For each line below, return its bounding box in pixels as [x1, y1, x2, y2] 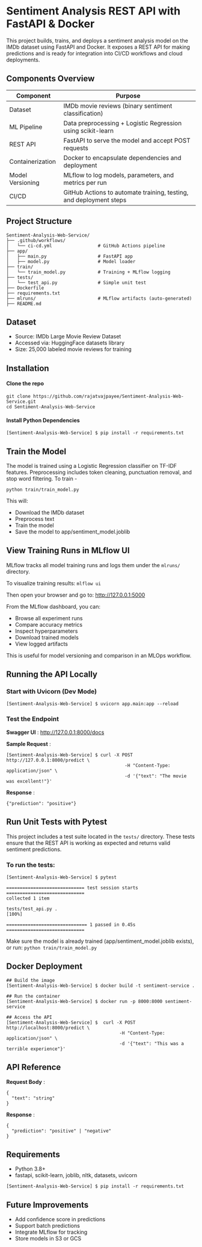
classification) [63, 109, 103, 117]
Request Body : [6, 1078, 45, 1085]
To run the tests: [6, 860, 55, 869]
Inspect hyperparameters [14, 627, 78, 635]
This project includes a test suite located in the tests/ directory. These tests [6, 833, 195, 840]
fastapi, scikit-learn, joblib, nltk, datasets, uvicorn [14, 1172, 138, 1179]
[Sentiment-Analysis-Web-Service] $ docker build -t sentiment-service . [6, 983, 195, 989]
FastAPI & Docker [6, 17, 95, 31]
